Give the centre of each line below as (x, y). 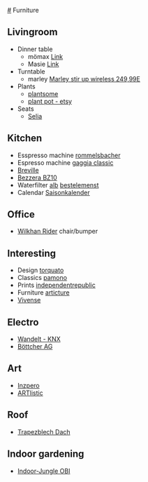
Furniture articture (43, 293)
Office (21, 214)
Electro (23, 322)
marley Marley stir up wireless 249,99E (84, 79)
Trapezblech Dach (44, 431)
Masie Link (43, 64)
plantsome (43, 93)
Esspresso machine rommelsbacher (69, 155)
